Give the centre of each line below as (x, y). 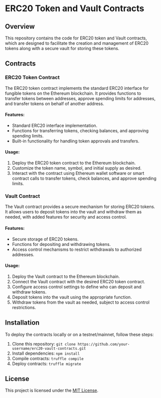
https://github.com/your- (104, 344)
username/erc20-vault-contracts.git (49, 348)
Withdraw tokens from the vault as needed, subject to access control (81, 302)
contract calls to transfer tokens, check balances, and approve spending (84, 178)
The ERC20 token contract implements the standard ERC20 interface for (77, 88)
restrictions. (24, 307)
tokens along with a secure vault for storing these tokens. (62, 48)
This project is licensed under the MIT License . (52, 390)
